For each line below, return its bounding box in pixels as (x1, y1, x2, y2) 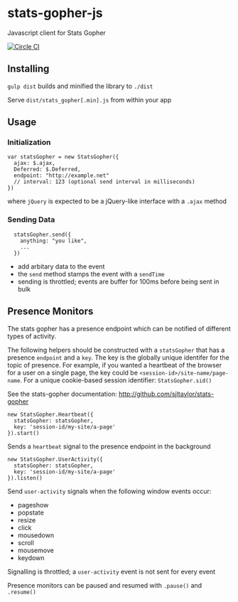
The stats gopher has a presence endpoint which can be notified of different (7, 324, 231, 333)
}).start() (7, 429, 40, 436)
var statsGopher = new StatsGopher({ (7, 154, 119, 161)
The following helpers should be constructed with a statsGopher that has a (7, 345, 225, 354)
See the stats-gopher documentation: (7, 389, 117, 398)
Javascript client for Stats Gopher (7, 28, 107, 37)
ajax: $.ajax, (13, 160, 55, 167)
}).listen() (7, 474, 43, 481)
